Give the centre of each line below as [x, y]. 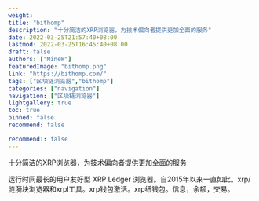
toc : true [24, 111]
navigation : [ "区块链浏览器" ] [54, 96]
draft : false [29, 52]
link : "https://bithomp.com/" [58, 74]
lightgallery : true [40, 103]
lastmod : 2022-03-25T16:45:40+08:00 [68, 45]
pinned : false [31, 118]
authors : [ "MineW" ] [40, 60]
